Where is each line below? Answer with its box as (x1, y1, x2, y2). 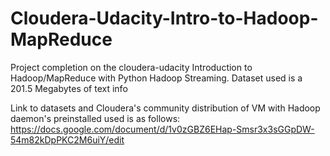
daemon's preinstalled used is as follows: (10, 112, 181, 124)
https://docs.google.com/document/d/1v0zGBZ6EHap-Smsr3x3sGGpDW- (10, 123, 315, 135)
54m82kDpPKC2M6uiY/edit (10, 133, 125, 146)
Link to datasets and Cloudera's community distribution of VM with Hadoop (10, 102, 321, 114)
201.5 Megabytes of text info (10, 82, 128, 94)
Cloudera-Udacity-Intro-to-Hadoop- (10, 7, 319, 30)
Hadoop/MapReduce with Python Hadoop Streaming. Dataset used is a (10, 72, 303, 84)
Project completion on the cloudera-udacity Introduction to (10, 61, 253, 73)
